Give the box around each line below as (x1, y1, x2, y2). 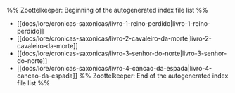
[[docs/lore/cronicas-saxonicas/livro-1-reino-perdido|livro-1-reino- (16, 20, 211, 27)
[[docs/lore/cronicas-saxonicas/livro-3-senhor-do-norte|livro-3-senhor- (16, 49, 227, 57)
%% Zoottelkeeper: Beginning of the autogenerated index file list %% (6, 6, 209, 14)
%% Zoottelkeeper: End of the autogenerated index (79, 71, 229, 80)
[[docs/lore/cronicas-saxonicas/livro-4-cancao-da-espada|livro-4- (16, 64, 212, 72)
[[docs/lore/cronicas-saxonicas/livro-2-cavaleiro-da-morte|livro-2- (16, 34, 212, 43)
